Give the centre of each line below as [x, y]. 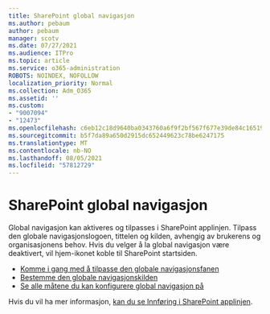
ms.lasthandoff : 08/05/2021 [55, 158]
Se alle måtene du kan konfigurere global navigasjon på [112, 286]
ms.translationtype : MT [48, 143]
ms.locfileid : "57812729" [51, 166]
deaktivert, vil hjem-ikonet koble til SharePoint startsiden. [103, 254]
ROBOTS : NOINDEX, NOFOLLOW [53, 76]
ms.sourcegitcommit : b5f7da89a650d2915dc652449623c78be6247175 [117, 135]
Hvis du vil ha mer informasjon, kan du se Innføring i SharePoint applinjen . [131, 302]
